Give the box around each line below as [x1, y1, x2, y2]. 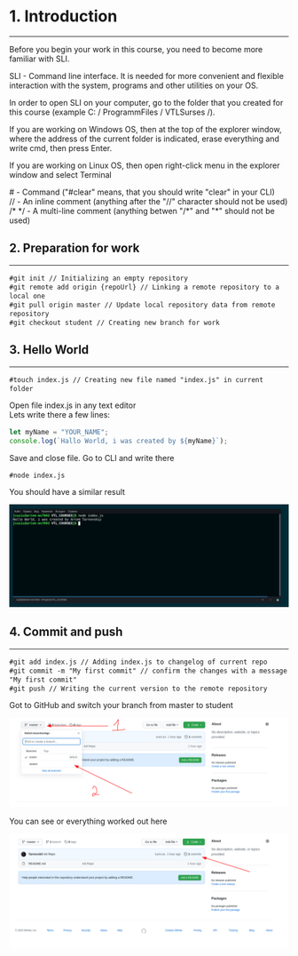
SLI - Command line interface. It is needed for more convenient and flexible [9, 70, 284, 81]
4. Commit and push [9, 625, 123, 640]
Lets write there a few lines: [9, 409, 111, 419]
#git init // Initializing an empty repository [9, 274, 189, 283]
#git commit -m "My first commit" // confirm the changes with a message [9, 666, 288, 675]
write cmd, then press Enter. [9, 142, 113, 153]
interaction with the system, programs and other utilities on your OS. [9, 80, 259, 91]
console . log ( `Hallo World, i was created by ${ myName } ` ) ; [9, 437, 228, 446]
